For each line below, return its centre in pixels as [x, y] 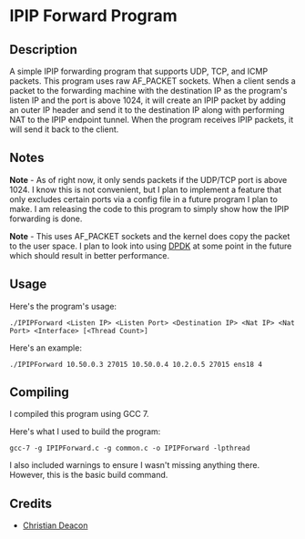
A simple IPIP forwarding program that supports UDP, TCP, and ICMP [139, 71]
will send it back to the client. [64, 129]
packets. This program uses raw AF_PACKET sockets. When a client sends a [152, 81]
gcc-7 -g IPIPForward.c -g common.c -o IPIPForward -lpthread [130, 448]
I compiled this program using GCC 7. [79, 414]
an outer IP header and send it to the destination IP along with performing [147, 110]
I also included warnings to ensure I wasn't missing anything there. [135, 465]
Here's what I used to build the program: [85, 432]
